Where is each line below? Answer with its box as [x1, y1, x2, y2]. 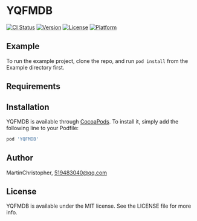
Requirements [6, 81, 60, 91]
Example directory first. [6, 64, 65, 71]
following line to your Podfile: [6, 124, 79, 131]
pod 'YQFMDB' [6, 136, 39, 142]
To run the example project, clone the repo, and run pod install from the [6, 57, 189, 64]
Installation [6, 102, 50, 112]
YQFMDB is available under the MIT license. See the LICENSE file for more [6, 202, 192, 209]
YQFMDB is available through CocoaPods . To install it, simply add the [6, 117, 179, 125]
